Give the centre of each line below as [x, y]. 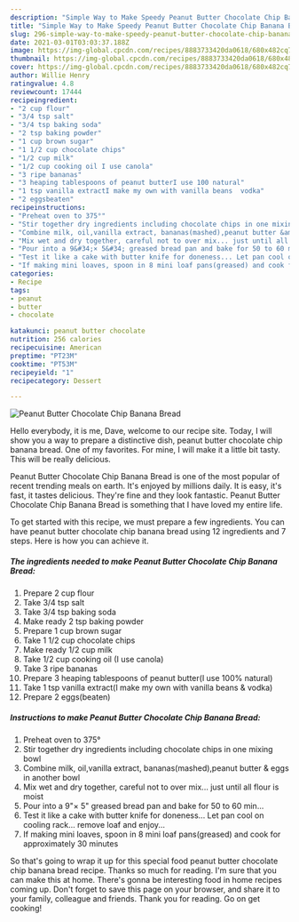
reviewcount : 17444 [46, 92]
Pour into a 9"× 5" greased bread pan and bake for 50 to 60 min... [143, 806]
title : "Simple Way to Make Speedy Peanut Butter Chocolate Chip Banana [147, 26]
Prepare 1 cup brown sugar [72, 631]
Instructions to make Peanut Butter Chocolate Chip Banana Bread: [135, 718]
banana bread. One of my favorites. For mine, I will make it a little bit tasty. [145, 450]
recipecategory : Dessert [56, 381]
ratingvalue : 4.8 [42, 84]
